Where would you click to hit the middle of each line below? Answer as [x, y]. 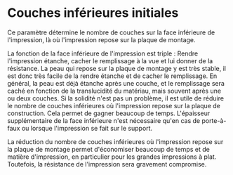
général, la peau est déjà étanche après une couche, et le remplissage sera [116, 83]
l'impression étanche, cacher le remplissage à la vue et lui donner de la [110, 60]
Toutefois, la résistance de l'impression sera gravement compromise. [107, 164]
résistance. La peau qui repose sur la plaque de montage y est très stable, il [117, 68]
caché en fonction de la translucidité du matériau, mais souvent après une [114, 91]
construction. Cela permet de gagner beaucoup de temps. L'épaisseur [109, 113]
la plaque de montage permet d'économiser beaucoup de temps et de [109, 149]
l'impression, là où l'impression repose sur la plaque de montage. [101, 39]
